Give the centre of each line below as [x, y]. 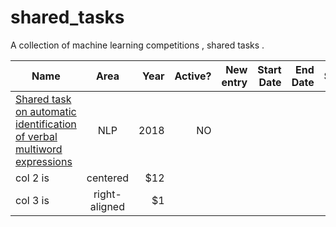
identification [46, 124]
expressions [44, 161]
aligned [107, 206]
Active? [193, 76]
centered [108, 178]
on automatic [46, 111]
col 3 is [32, 200]
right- [107, 194]
